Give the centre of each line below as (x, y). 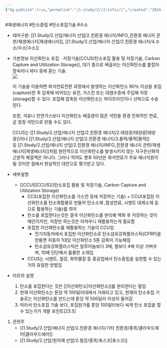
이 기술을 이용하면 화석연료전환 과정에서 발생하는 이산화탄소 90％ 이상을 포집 (87, 86)
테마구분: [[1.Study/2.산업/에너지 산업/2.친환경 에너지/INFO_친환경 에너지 (83, 35)
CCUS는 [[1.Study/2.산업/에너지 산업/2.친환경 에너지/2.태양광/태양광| (80, 132)
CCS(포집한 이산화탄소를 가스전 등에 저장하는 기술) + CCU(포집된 (91, 196)
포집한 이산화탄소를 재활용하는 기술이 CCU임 (71, 227)
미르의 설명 (23, 275)
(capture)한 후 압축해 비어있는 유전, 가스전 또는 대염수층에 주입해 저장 (80, 92)
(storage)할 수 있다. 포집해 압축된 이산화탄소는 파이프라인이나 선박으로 (81, 99)
